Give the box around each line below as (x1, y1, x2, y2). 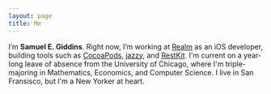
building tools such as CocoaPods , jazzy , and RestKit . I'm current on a (8, 50, 243, 60)
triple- (225, 58, 247, 69)
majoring (8, 67, 38, 77)
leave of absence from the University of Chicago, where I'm (24, 58, 224, 69)
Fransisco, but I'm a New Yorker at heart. (8, 76, 145, 86)
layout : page (8, 11, 53, 20)
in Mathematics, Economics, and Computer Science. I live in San (39, 67, 254, 77)
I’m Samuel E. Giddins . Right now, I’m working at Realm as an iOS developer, (8, 41, 264, 51)
